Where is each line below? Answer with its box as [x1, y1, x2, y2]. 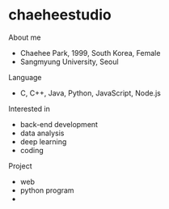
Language [8, 72, 42, 82]
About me [8, 32, 41, 42]
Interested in [8, 104, 51, 113]
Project [8, 160, 32, 171]
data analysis [19, 128, 65, 138]
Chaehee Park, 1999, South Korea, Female [19, 48, 161, 58]
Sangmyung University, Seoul [19, 57, 119, 66]
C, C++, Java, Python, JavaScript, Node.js [19, 87, 162, 98]
